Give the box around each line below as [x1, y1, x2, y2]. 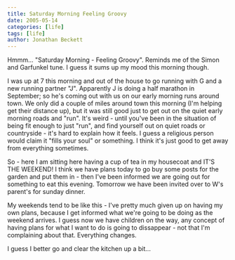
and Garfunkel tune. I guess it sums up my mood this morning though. [7, 63, 209, 72]
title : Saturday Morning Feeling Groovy [7, 10, 128, 18]
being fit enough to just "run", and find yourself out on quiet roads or [7, 122, 206, 130]
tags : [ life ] [7, 30, 46, 37]
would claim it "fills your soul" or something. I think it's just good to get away [7, 136, 229, 145]
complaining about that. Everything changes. [7, 231, 137, 240]
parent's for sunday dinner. [7, 188, 86, 196]
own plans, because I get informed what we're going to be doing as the [7, 209, 213, 217]
